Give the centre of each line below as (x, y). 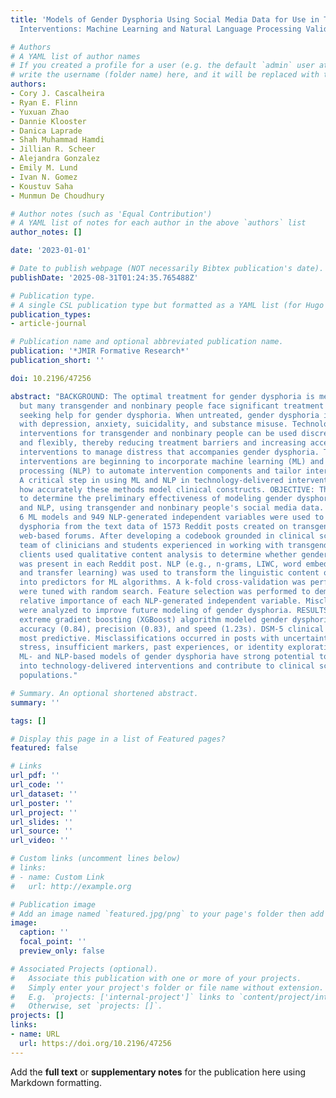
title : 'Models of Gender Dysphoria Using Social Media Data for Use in (165, 19)
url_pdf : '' (35, 776)
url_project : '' (44, 812)
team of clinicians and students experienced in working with (151, 545)
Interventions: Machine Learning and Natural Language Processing (160, 29)
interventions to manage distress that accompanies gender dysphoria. (169, 452)
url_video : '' (40, 841)
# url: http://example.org (71, 886)
